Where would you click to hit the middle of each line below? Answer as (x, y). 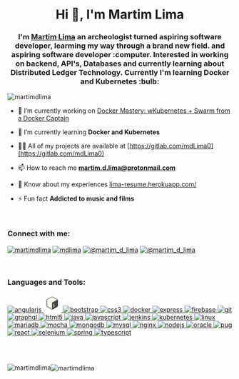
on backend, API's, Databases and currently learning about (120, 64)
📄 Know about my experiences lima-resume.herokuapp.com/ (107, 184)
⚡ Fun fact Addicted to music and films (76, 198)
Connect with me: (39, 233)
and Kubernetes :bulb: (120, 81)
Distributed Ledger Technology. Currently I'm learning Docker (120, 73)
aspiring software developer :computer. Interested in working (120, 55)
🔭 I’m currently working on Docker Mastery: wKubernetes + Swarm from (124, 111)
